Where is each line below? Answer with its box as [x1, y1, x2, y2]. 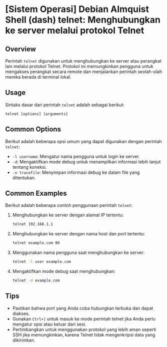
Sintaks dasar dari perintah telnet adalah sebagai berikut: [5, 102, 125, 108]
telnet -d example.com [12, 278, 60, 283]
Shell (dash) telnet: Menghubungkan [5, 14, 161, 26]
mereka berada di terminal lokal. [5, 74, 71, 80]
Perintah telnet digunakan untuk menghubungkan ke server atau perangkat [5, 58, 161, 64]
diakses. [12, 310, 30, 316]
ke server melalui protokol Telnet [5, 25, 144, 36]
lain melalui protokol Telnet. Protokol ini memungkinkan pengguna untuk [5, 64, 153, 69]
